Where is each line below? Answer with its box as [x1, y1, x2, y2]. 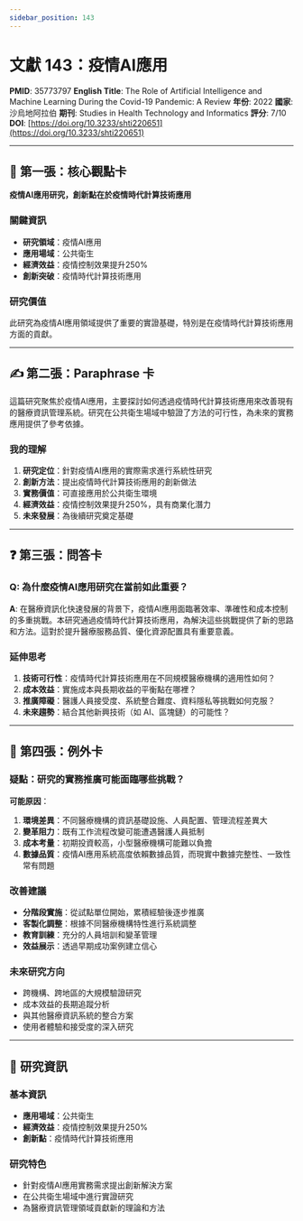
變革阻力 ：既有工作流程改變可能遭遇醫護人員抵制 [22, 826, 205, 837]
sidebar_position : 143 [9, 13, 95, 23]
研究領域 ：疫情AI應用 [22, 236, 102, 247]
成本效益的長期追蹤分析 [22, 999, 110, 1010]
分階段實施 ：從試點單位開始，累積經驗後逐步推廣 [22, 907, 205, 918]
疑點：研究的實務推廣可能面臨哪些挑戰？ [9, 773, 185, 786]
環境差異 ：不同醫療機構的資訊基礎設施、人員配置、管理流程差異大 [22, 814, 268, 826]
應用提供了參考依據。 [9, 418, 88, 429]
